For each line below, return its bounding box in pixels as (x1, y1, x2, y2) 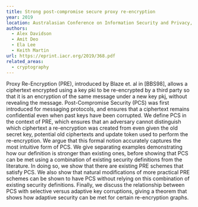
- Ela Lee (11, 42, 36, 48)
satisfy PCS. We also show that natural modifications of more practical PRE (6, 169, 190, 176)
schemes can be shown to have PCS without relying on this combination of (6, 175, 190, 182)
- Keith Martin (11, 48, 49, 54)
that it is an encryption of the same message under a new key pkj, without (6, 93, 187, 100)
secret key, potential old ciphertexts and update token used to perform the (6, 131, 188, 138)
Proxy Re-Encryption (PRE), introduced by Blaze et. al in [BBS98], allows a (6, 80, 188, 87)
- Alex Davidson (11, 31, 52, 37)
